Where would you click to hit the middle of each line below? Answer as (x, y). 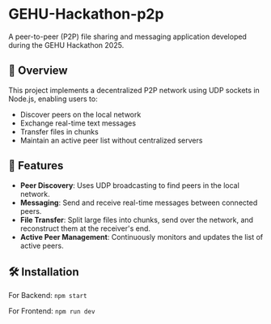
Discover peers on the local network (80, 114)
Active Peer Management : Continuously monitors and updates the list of (142, 237)
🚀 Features (36, 166)
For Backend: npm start (48, 296)
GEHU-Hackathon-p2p (86, 14)
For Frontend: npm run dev (52, 311)
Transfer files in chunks (59, 131)
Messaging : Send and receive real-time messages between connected (139, 202)
